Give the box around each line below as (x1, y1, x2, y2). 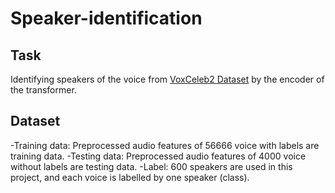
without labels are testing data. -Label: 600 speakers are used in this (10, 160, 293, 172)
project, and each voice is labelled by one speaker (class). (10, 171, 250, 183)
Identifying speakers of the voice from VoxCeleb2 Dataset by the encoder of (10, 73, 325, 85)
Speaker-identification (10, 7, 203, 30)
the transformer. (10, 84, 77, 96)
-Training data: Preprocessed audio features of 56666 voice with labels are (10, 139, 320, 151)
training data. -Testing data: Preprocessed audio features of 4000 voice (10, 150, 307, 162)
